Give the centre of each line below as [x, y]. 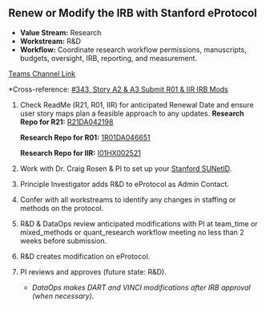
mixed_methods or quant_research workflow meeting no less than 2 [132, 232]
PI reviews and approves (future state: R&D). [93, 271]
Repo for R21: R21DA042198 [66, 122]
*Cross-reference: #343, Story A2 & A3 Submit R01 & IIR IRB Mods [118, 89]
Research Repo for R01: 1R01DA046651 [85, 137]
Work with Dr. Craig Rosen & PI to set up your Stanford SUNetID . [126, 169]
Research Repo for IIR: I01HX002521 [81, 152]
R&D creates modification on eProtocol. [85, 256]
